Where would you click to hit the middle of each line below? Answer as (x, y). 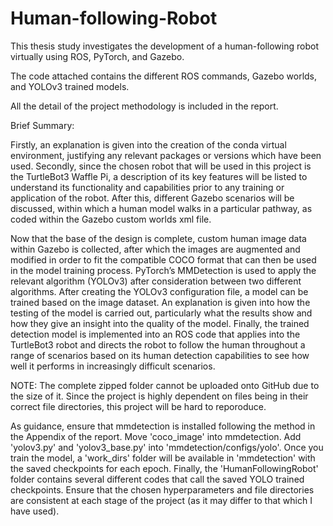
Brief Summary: (42, 125)
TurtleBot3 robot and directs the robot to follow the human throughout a (158, 344)
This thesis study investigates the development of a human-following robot (164, 46)
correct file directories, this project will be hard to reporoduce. (138, 406)
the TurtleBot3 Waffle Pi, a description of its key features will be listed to (159, 176)
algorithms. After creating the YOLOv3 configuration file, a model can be (159, 291)
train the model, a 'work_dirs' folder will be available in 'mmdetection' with (163, 458)
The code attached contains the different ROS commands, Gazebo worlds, (164, 76)
